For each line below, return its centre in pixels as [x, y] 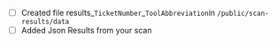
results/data [45, 22]
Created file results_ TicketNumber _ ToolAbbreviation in [118, 13]
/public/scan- [243, 13]
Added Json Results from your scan [86, 31]
